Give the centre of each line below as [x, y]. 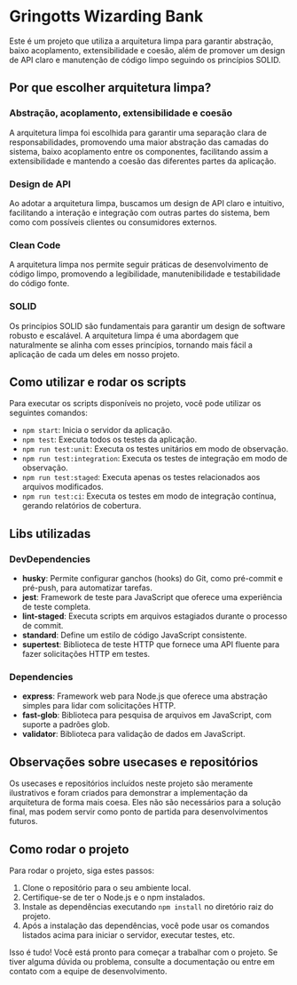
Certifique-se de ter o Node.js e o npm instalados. [113, 897]
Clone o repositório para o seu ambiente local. [106, 887]
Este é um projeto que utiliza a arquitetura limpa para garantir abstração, [141, 41]
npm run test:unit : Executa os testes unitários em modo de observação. [155, 449]
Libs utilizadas [50, 534]
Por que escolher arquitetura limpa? [110, 88]
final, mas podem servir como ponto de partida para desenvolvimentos [139, 812]
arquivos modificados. [63, 487]
